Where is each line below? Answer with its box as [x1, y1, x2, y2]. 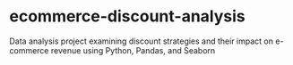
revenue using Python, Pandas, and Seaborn [50, 45, 216, 55]
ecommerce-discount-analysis [9, 6, 246, 27]
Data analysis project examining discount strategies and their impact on [9, 36, 274, 46]
